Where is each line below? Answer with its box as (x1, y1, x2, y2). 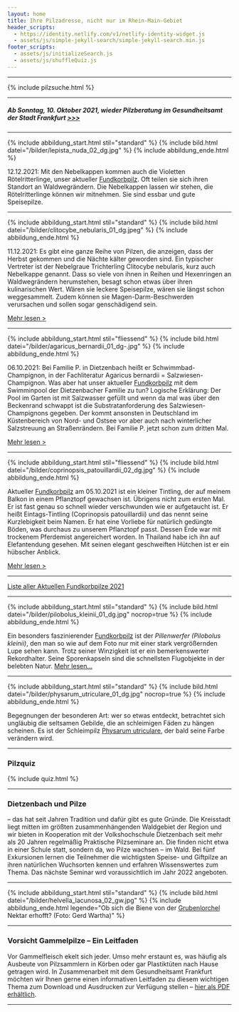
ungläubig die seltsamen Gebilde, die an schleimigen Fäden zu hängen (7, 718, 215, 727)
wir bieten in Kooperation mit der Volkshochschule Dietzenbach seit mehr (7, 830, 223, 839)
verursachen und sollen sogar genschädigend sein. (7, 300, 158, 309)
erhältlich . (7, 990, 37, 998)
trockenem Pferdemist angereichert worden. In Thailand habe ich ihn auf (7, 532, 221, 541)
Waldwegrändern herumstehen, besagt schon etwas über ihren (7, 277, 193, 286)
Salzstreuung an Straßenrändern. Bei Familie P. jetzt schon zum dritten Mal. (7, 423, 229, 432)
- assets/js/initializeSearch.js (14, 51, 113, 58)
